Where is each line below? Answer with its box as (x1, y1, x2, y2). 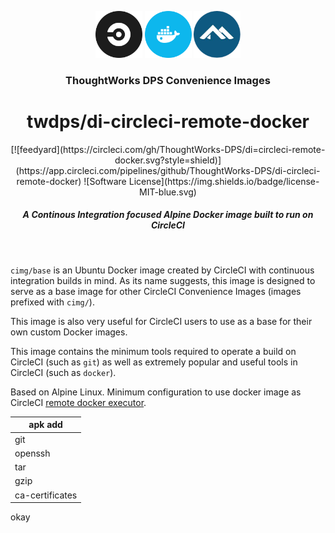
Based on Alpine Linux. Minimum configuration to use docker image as (10, 386, 302, 398)
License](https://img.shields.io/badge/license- (128, 175, 320, 187)
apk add (28, 419, 63, 431)
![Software (83, 175, 127, 187)
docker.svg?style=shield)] (114, 154, 222, 166)
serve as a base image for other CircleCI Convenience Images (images (10, 285, 302, 297)
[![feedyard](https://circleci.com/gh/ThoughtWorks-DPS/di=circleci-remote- (10, 143, 326, 155)
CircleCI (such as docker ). (10, 366, 117, 378)
